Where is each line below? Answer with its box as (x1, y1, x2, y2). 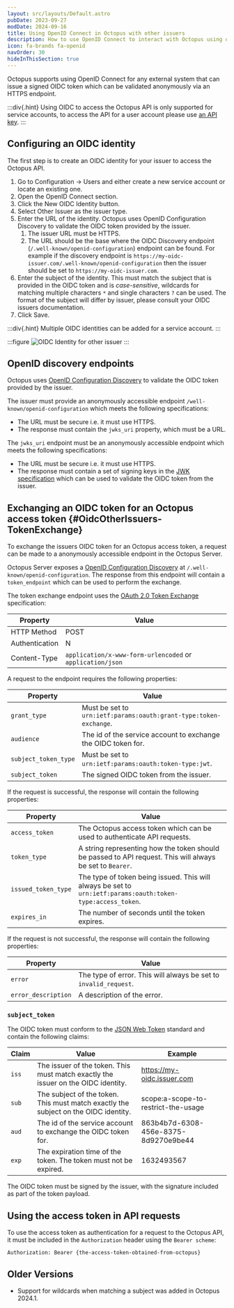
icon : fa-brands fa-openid (7, 42, 86, 49)
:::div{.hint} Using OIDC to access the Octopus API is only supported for (7, 102, 214, 111)
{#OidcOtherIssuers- (68, 513, 162, 524)
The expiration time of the (37, 1147, 122, 1157)
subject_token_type (10, 755, 75, 763)
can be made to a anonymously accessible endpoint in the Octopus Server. (7, 550, 223, 558)
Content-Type (10, 653, 58, 663)
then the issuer (163, 258, 207, 267)
